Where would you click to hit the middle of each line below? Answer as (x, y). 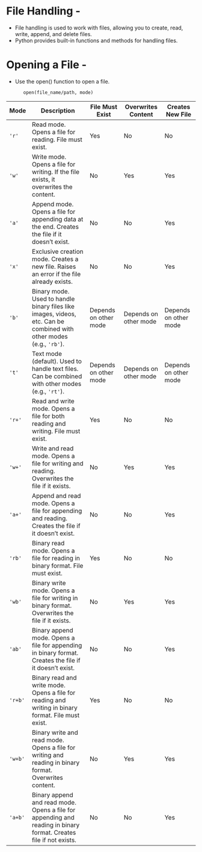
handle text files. (55, 369)
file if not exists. (54, 840)
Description (58, 111)
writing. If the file (56, 171)
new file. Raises (54, 266)
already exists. (53, 281)
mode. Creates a (55, 259)
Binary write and (55, 732)
